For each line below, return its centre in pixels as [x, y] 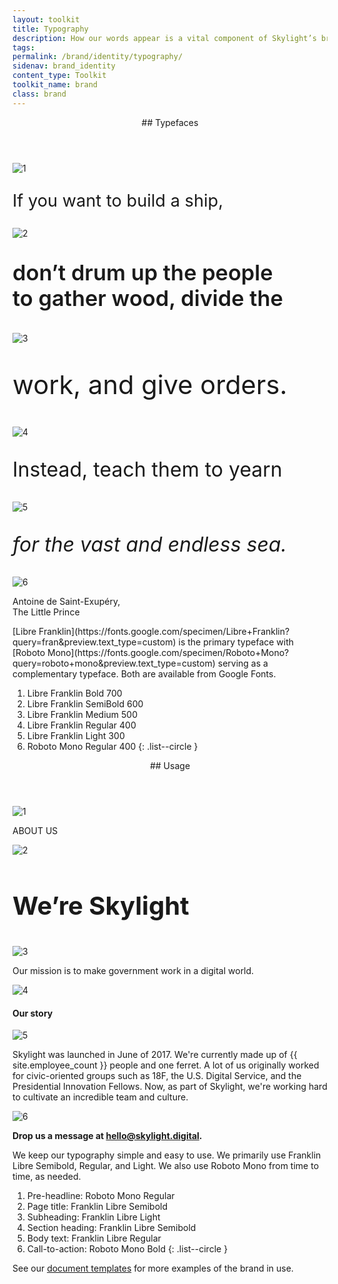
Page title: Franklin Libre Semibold [97, 1207]
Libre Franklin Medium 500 [82, 714]
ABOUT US [35, 830]
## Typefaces [170, 122]
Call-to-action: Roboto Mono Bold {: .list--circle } [127, 1249]
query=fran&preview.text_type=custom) [94, 642]
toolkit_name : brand [55, 85]
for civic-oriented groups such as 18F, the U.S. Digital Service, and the [157, 1076]
